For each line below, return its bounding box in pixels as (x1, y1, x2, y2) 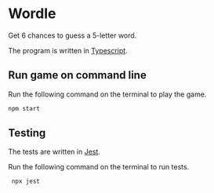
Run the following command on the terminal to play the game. (8, 89, 207, 99)
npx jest (11, 177, 41, 185)
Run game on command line (8, 68, 147, 82)
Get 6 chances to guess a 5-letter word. (8, 31, 137, 40)
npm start (8, 104, 41, 112)
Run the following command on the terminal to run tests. (8, 162, 190, 172)
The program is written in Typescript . (8, 46, 128, 55)
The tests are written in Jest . (8, 147, 100, 157)
